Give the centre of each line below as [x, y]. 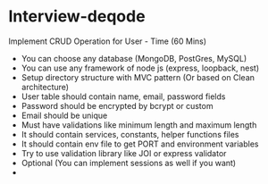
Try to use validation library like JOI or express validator [124, 153]
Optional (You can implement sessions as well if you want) [129, 163]
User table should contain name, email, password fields [123, 96]
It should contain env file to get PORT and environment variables [140, 144]
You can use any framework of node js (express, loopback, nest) [140, 68]
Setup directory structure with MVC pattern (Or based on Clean [138, 77]
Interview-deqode [77, 17]
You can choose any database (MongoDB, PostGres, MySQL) [134, 58]
